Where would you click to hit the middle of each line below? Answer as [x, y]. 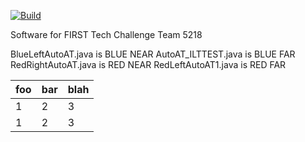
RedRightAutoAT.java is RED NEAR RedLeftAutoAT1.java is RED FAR [148, 64]
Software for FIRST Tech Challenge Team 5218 [106, 34]
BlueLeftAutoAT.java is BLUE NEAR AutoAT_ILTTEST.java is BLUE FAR [153, 54]
